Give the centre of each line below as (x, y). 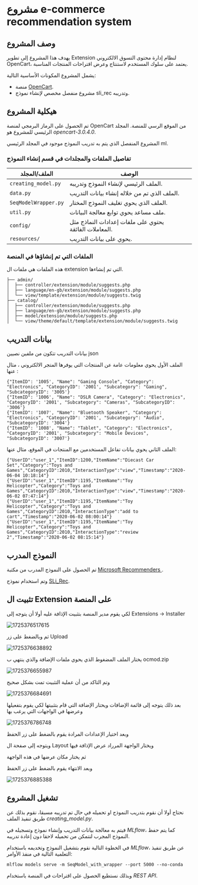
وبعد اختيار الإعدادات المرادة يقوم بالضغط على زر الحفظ (68, 734)
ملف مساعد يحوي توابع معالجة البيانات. (118, 212)
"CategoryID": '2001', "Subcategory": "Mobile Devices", (78, 433)
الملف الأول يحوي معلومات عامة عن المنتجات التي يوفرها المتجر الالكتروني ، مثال (95, 365)
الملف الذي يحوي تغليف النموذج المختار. (119, 203)
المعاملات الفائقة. (91, 229)
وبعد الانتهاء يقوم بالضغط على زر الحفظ (50, 768)
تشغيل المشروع (32, 798)
